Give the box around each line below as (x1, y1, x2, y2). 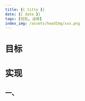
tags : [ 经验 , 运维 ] (5, 16, 42, 21)
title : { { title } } (5, 7, 45, 12)
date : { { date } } (5, 12, 41, 17)
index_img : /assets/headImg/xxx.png (5, 21, 80, 26)
